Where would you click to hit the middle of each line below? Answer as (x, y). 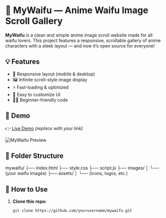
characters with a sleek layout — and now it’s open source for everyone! (80, 46)
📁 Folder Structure (34, 156)
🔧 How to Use (26, 189)
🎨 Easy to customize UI (36, 94)
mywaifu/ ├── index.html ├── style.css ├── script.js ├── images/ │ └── (82, 168)
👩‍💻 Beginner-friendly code (40, 100)
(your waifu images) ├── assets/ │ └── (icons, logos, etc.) (67, 173)
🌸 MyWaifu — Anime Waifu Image (77, 10)
